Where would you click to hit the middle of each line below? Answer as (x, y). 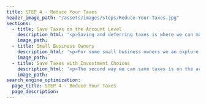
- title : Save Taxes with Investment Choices (71, 63)
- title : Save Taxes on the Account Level (67, 29)
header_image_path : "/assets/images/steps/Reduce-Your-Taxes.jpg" (93, 18)
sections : (19, 23)
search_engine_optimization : (44, 80)
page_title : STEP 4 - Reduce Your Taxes (64, 86)
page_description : (36, 92)
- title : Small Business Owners (53, 46)
